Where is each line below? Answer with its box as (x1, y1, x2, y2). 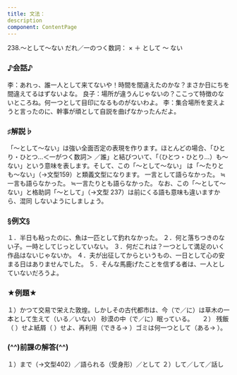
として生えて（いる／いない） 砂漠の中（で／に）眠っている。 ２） (13, 314, 215, 323)
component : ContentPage (7, 23, 78, 30)
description (7, 17, 42, 24)
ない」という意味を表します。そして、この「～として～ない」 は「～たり (7, 161, 218, 169)
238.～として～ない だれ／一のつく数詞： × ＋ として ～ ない (7, 44, 183, 52)
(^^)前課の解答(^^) (7, 343, 69, 352)
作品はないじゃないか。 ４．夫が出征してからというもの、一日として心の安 (7, 251, 225, 260)
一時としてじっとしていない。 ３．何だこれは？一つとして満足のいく (25, 242, 225, 251)
